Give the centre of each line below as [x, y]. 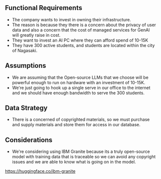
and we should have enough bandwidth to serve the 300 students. [78, 93]
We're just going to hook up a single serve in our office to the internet [81, 88]
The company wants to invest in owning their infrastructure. [72, 19]
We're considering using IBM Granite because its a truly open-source [81, 151]
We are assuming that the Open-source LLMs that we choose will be [80, 77]
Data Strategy [26, 108]
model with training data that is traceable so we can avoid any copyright [84, 157]
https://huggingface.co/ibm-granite [40, 171]
